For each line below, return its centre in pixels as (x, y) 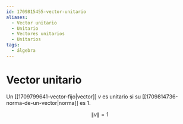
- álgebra (23, 51)
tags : (13, 45)
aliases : (17, 17)
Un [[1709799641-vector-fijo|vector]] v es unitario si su (74, 97)
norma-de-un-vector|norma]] (42, 103)
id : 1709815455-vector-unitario (46, 12)
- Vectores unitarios (38, 34)
